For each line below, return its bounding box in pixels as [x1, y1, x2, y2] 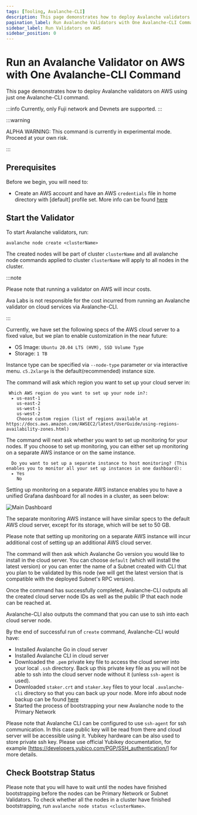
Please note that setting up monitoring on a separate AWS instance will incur [6, 532, 191, 539]
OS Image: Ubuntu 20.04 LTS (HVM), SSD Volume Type [14, 343, 144, 350]
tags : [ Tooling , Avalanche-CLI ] [6, 8, 85, 15]
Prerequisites [6, 163, 56, 173]
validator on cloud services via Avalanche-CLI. [6, 303, 118, 310]
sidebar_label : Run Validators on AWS [6, 25, 101, 31]
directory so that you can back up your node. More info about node [24, 689, 186, 696]
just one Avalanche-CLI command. [6, 94, 90, 101]
